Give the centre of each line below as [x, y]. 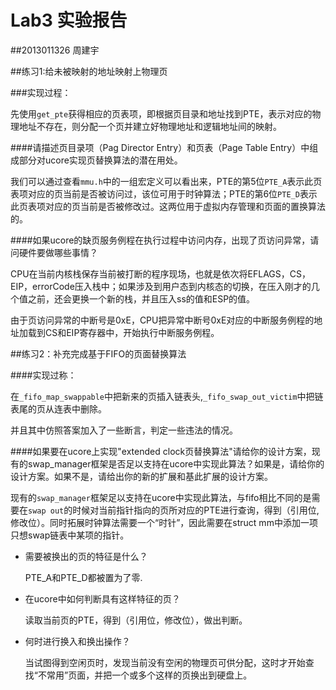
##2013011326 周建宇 [55, 50]
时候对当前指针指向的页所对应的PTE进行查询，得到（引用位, [196, 510]
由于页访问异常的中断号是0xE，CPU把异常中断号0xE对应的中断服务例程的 [162, 320]
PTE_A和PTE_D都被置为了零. [83, 577]
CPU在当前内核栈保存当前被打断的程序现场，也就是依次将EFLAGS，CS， [160, 273]
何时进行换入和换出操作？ [77, 641]
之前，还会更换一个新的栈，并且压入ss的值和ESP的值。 [141, 298]
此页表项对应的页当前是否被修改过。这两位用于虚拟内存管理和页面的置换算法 [168, 206]
